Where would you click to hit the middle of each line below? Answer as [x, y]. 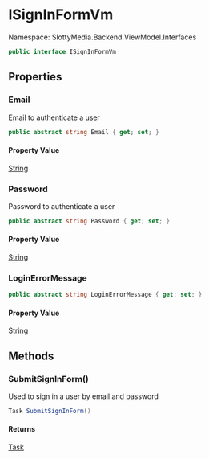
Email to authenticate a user [54, 117]
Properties [35, 77]
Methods [31, 356]
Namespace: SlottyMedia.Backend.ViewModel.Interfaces [102, 37]
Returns [22, 429]
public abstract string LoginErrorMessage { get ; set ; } [105, 295]
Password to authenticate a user [62, 206]
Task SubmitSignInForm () [50, 412]
